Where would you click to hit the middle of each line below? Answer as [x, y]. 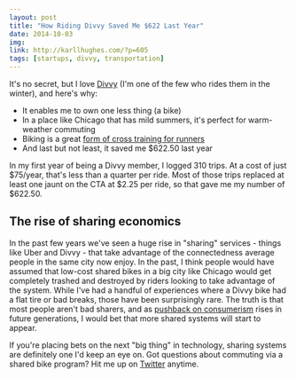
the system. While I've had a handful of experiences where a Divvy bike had [148, 290]
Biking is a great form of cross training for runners [113, 139]
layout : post [33, 17]
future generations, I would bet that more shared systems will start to [135, 318]
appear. [23, 327]
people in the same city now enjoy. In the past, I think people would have [142, 262]
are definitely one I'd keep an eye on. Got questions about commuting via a [146, 354]
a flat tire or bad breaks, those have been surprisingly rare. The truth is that [146, 299]
